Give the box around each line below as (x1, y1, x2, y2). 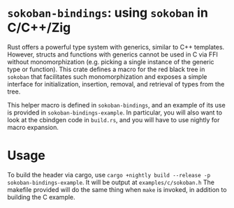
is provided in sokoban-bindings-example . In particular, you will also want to (7, 108, 222, 117)
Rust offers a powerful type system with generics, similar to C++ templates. (7, 43, 225, 51)
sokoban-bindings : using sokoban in (7, 5, 208, 21)
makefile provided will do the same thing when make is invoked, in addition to (7, 185, 227, 193)
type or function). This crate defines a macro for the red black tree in (7, 65, 205, 73)
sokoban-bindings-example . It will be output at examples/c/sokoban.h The (7, 178, 215, 186)
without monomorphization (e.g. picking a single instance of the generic (7, 57, 214, 66)
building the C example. (7, 193, 75, 201)
